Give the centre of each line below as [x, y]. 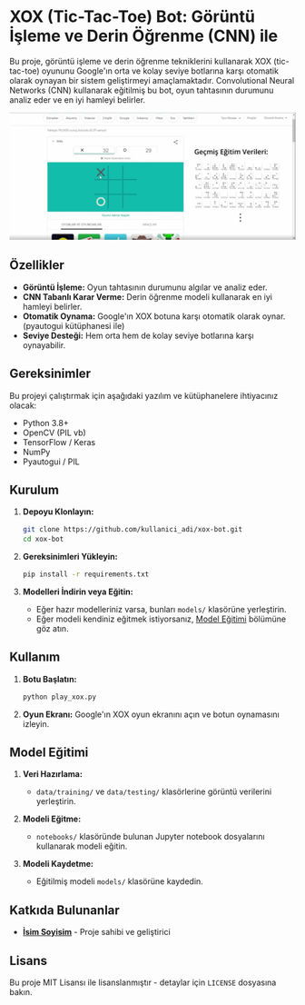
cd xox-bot [43, 539]
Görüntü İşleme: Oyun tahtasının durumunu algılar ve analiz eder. [145, 287]
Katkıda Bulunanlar [64, 910]
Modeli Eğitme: [52, 819]
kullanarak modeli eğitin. [82, 846]
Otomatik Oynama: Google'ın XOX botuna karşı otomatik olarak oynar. [154, 316]
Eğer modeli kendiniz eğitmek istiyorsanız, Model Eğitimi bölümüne [161, 619]
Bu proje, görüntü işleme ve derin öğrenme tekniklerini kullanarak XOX [141, 61]
